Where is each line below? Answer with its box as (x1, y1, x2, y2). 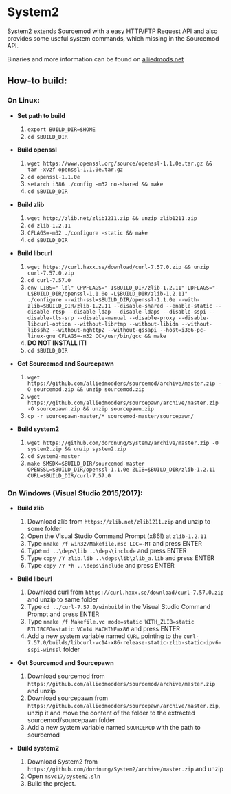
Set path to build (16, 111, 65, 119)
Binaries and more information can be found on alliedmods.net (7, 54, 184, 63)
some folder (27, 524, 62, 533)
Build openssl (16, 146, 57, 154)
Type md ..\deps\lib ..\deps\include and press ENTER (27, 546, 187, 555)
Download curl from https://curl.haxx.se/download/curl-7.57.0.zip (27, 588, 224, 596)
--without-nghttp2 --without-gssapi (52, 326, 157, 333)
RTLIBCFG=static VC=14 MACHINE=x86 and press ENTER (27, 624, 181, 633)
